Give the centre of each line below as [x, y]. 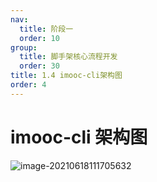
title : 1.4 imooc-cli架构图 [66, 76]
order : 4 [28, 85]
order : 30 [39, 66]
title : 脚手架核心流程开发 [68, 57]
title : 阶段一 [46, 29]
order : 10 [39, 38]
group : [24, 47]
